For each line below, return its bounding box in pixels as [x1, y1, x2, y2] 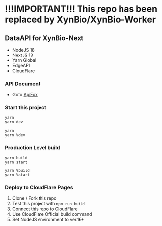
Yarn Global [12, 57, 37, 63]
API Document [5, 80, 40, 87]
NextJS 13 [12, 52, 33, 58]
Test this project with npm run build [12, 201, 85, 207]
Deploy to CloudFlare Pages [5, 184, 73, 191]
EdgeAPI [12, 63, 30, 68]
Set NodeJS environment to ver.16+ [12, 217, 84, 223]
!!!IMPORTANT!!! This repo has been [5, 3, 157, 15]
